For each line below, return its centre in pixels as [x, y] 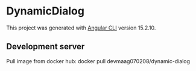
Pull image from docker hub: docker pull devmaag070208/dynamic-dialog [98, 61]
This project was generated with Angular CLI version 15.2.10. [81, 28]
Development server [46, 47]
